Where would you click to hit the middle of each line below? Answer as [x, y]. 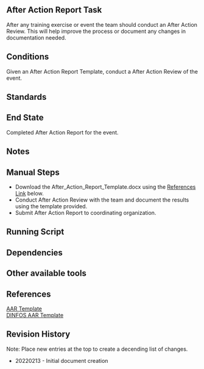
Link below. [29, 194]
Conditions [28, 57]
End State [25, 118]
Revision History [38, 334]
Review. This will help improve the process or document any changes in [96, 31]
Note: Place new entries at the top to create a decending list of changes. [97, 349]
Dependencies [34, 252]
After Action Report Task [54, 10]
